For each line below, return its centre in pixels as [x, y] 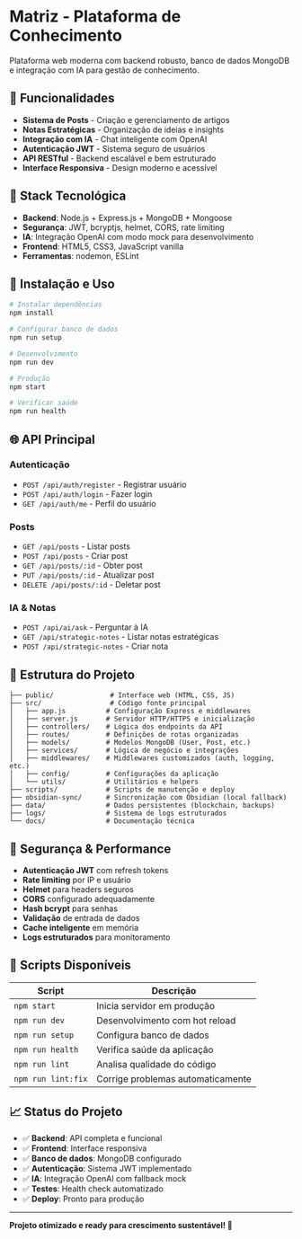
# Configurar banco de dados [64, 330]
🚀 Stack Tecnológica [68, 196]
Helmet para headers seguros [78, 889]
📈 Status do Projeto [66, 1112]
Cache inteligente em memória [80, 928]
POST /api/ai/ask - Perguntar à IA [85, 627]
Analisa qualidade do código [156, 1064]
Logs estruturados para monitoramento [96, 937]
